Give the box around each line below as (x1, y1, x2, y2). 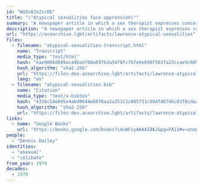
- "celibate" (11, 154, 45, 160)
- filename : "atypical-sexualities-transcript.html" (11, 43, 147, 49)
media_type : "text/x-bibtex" (17, 93, 91, 99)
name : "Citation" (17, 87, 61, 93)
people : (6, 132, 26, 139)
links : (6, 115, 23, 121)
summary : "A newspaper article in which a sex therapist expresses (6, 20, 180, 26)
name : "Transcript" (17, 48, 66, 54)
